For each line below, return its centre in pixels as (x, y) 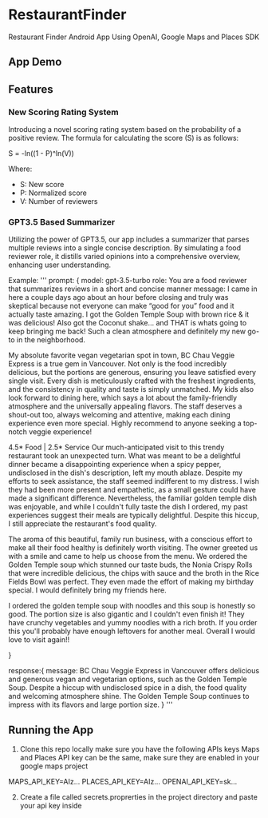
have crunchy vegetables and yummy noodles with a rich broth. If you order (133, 623)
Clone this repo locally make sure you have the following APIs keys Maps (140, 749)
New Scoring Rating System (63, 112)
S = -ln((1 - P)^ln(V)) (41, 154)
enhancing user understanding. (60, 265)
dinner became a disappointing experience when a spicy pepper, (115, 465)
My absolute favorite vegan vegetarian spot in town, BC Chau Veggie (122, 355)
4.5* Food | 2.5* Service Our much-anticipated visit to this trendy (116, 447)
